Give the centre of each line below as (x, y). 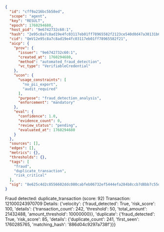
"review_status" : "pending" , (48, 125)
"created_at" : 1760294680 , (45, 57)
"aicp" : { (19, 44)
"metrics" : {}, (25, 153)
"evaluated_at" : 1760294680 (47, 130)
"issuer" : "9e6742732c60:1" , (48, 52)
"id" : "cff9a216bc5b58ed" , (37, 12)
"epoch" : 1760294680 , (31, 25)
